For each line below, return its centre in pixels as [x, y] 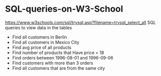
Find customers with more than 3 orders [53, 63]
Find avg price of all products [42, 47]
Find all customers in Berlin [39, 37]
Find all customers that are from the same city [58, 68]
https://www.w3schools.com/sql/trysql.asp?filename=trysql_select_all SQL [80, 22]
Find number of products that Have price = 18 [58, 53]
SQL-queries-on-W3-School [64, 9]
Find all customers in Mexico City [46, 42]
